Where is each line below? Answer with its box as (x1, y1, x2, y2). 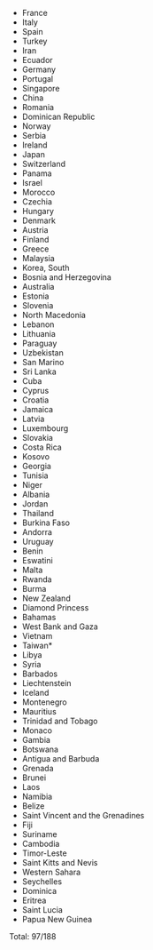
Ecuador (21, 55, 53, 65)
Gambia (21, 735, 51, 745)
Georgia (21, 461, 51, 471)
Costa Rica (21, 442, 62, 452)
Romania (21, 102, 55, 112)
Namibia (21, 791, 53, 802)
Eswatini (21, 555, 53, 565)
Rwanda (21, 574, 52, 585)
